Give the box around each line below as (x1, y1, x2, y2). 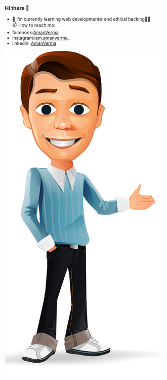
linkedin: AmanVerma (12, 40, 57, 46)
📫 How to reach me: (12, 22, 56, 28)
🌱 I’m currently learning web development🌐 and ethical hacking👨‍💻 (12, 16, 151, 22)
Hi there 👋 (5, 5, 30, 12)
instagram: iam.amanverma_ (12, 35, 70, 41)
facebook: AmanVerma (12, 30, 59, 36)
